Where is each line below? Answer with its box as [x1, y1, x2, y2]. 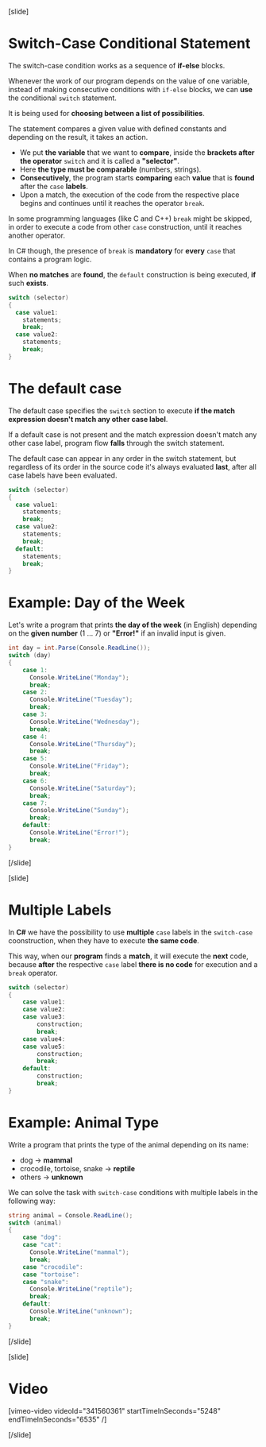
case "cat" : [22, 1241, 62, 1249]
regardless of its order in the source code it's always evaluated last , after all [8, 462, 256, 471]
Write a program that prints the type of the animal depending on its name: [8, 1139, 249, 1149]
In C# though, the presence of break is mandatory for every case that [8, 246, 236, 255]
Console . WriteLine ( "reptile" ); [29, 1285, 133, 1294]
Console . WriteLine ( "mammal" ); [29, 1248, 129, 1256]
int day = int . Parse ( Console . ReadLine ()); [8, 644, 151, 652]
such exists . [8, 278, 49, 288]
